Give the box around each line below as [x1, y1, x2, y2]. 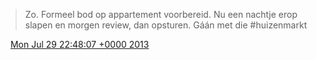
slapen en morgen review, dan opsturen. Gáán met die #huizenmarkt [24, 19, 308, 31]
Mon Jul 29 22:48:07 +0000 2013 [9, 39, 150, 50]
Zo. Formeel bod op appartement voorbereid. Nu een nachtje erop [24, 9, 298, 20]
